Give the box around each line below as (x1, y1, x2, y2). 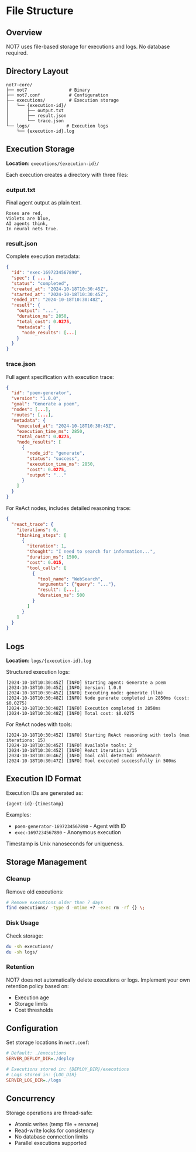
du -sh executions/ (6, 943, 54, 949)
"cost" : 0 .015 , (27, 559, 64, 565)
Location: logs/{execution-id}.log (6, 657, 92, 664)
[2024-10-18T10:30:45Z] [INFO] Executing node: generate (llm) (6, 690, 164, 696)
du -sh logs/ (6, 949, 38, 955)
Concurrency (6, 1094, 56, 1104)
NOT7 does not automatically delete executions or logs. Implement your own (6, 976, 190, 983)
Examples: (6, 811, 31, 818)
